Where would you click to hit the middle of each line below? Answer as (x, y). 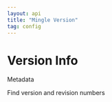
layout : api (24, 13)
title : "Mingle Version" (43, 20)
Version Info (43, 60)
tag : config (24, 26)
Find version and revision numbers (56, 93)
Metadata (21, 79)
